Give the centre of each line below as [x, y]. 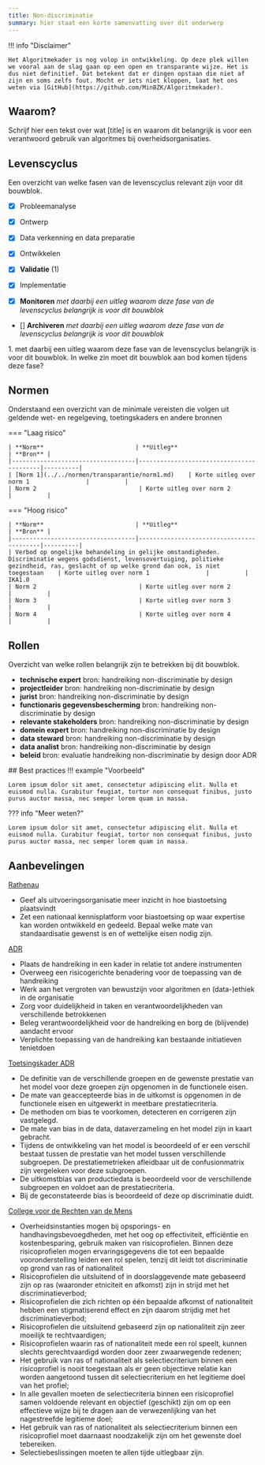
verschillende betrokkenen [63, 1014]
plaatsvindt [38, 908]
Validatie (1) [39, 270]
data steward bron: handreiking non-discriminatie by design [118, 739]
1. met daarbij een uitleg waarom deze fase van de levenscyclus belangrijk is [132, 349]
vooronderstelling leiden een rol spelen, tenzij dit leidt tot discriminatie [134, 1260]
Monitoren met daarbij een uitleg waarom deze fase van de [117, 301]
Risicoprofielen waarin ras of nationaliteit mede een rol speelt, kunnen [133, 1344]
